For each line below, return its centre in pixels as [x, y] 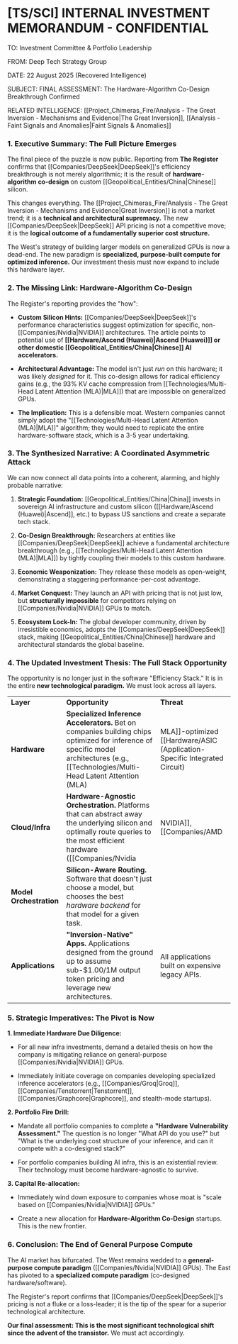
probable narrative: [35, 485]
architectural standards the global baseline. [81, 644]
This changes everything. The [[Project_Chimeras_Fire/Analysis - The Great [118, 203]
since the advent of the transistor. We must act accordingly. [96, 1333]
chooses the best [95, 896]
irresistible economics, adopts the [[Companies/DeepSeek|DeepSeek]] [121, 629]
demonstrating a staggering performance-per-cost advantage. [109, 579]
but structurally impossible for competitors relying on [97, 600]
